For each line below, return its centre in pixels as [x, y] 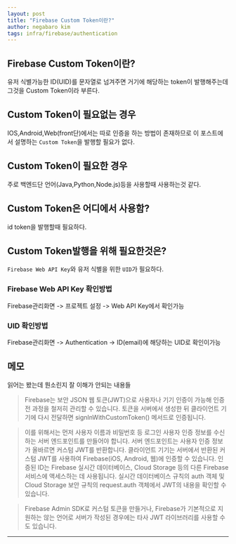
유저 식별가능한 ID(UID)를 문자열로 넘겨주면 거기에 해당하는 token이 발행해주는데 [118, 82]
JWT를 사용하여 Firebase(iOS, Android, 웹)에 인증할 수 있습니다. [127, 458]
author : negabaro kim [39, 27]
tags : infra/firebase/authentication [63, 33]
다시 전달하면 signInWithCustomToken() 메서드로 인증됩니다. [122, 417]
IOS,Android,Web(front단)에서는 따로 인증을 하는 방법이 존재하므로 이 [103, 133]
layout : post [26, 14]
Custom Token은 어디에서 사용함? [78, 209]
